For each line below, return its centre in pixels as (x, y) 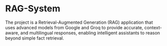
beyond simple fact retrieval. (35, 38)
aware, (12, 33)
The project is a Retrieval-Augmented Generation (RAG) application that (79, 22)
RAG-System (33, 9)
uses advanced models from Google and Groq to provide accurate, (74, 27)
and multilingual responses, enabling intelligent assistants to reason (90, 33)
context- (153, 27)
